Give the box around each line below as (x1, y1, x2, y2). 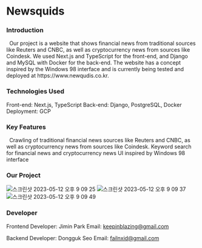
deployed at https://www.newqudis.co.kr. (6, 72, 109, 80)
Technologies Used (6, 87, 65, 95)
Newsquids (6, 4, 65, 18)
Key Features (6, 123, 47, 131)
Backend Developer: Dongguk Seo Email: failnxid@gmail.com (6, 234, 160, 241)
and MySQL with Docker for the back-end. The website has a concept (6, 59, 181, 66)
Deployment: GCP (6, 108, 52, 115)
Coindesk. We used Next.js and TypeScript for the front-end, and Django (6, 53, 188, 60)
